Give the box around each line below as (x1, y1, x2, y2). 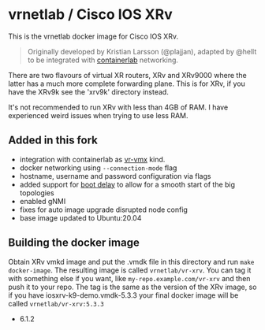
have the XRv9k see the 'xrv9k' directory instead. (8, 87, 170, 96)
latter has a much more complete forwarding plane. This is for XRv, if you (8, 79, 246, 88)
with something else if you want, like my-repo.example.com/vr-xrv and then (8, 273, 251, 283)
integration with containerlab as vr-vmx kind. (19, 154, 166, 164)
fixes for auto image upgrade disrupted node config (19, 205, 188, 214)
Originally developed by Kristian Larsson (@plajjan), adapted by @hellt (27, 46, 257, 56)
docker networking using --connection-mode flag (19, 163, 177, 172)
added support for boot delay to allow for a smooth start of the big (19, 180, 235, 189)
